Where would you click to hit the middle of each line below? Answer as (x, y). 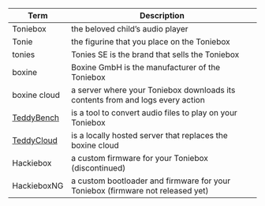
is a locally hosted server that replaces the (149, 135)
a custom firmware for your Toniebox (140, 158)
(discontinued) (98, 168)
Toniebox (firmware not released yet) (140, 191)
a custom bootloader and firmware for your (151, 181)
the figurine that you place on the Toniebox (150, 41)
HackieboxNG (38, 186)
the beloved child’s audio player (129, 29)
